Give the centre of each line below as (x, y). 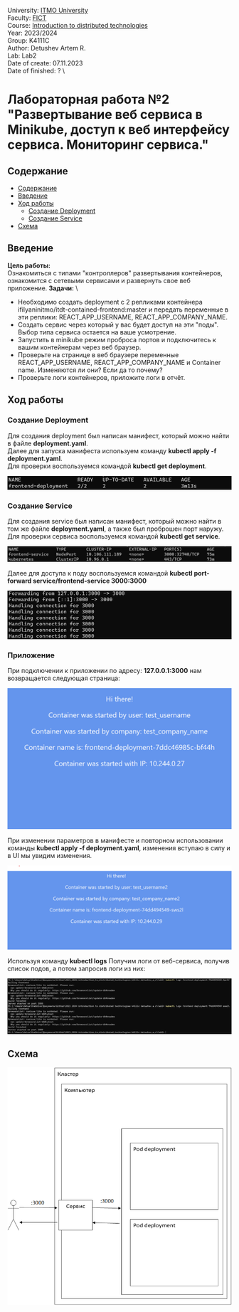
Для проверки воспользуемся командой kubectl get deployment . (107, 466)
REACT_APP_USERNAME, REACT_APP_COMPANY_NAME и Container (119, 362)
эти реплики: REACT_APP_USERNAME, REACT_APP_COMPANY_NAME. (122, 317)
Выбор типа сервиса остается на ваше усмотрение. (97, 332)
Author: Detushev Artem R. (47, 48)
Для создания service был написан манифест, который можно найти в (115, 521)
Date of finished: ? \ (36, 71)
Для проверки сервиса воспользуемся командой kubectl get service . (114, 536)
